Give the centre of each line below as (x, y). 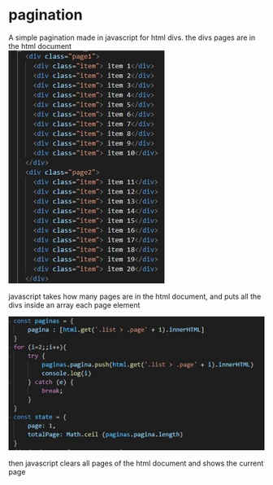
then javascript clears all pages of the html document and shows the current (136, 463)
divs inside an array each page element (74, 305)
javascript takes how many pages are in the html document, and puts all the (135, 296)
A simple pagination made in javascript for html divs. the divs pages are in (132, 37)
